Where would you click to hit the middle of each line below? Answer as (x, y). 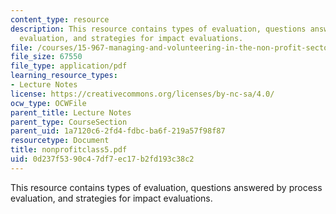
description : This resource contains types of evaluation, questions (158, 29)
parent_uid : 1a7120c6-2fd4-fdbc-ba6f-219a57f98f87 (118, 131)
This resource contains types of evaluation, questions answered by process (166, 187)
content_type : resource (60, 19)
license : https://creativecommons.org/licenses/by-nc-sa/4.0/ (142, 94)
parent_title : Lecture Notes (71, 112)
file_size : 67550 (46, 57)
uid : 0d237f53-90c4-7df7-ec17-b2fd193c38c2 (102, 159)
